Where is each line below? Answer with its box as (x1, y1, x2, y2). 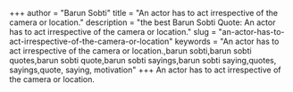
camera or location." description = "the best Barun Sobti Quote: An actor (9, 17, 276, 28)
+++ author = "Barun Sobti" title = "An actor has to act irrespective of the (9, 8, 279, 18)
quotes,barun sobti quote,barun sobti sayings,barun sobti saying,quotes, (9, 55, 277, 65)
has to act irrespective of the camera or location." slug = (9, 27, 217, 37)
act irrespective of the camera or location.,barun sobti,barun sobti (9, 46, 252, 56)
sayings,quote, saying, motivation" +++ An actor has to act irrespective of (9, 64, 281, 75)
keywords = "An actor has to (174, 36, 280, 46)
